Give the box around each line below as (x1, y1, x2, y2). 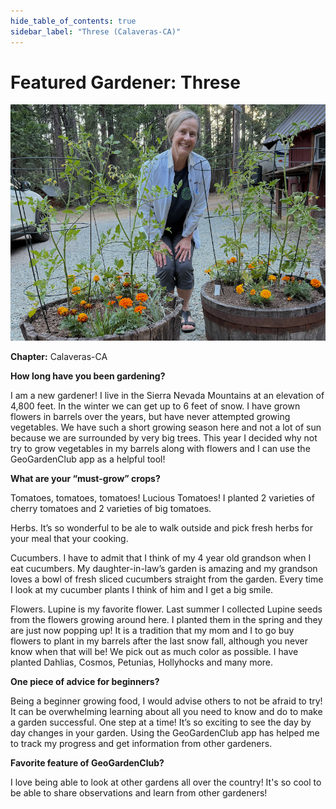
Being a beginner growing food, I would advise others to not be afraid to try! (10, 695, 323, 707)
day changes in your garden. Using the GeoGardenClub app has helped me (10, 727, 320, 739)
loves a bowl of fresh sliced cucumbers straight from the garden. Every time (10, 573, 324, 585)
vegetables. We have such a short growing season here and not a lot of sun (10, 421, 322, 434)
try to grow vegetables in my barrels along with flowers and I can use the (10, 443, 311, 455)
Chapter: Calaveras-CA (10, 351, 108, 363)
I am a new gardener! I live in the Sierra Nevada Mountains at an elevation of (10, 390, 325, 402)
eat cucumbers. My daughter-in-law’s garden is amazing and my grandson (10, 563, 318, 575)
